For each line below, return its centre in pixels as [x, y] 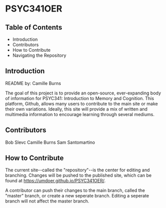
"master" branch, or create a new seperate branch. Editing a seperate [77, 196]
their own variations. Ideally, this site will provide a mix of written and [76, 109]
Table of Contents [34, 27]
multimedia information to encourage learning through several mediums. [80, 114]
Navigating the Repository [39, 55]
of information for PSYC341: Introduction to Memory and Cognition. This [80, 98]
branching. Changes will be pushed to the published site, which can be [78, 175]
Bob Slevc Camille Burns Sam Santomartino [50, 142]
